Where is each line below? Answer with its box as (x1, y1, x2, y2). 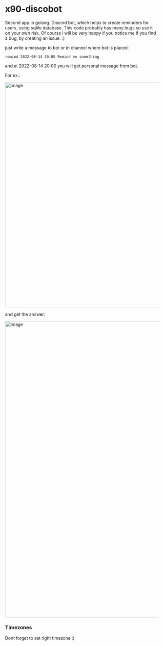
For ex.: (5, 72, 20, 78)
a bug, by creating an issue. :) (5, 35, 65, 41)
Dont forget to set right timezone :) (5, 635, 75, 641)
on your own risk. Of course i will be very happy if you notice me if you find (5, 30, 156, 36)
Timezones (5, 624, 32, 631)
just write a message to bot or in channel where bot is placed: (5, 45, 129, 50)
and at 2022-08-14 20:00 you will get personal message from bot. (5, 63, 138, 69)
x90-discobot (5, 3, 62, 15)
